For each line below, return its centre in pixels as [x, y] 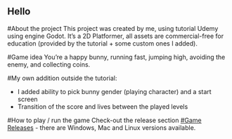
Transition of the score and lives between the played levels [103, 106]
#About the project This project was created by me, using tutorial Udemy [113, 28]
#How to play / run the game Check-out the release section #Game [104, 120]
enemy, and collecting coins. [49, 64]
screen [27, 99]
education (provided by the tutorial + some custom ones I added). [103, 43]
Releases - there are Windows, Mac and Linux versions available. [102, 127]
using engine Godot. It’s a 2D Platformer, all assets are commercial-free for [115, 36]
